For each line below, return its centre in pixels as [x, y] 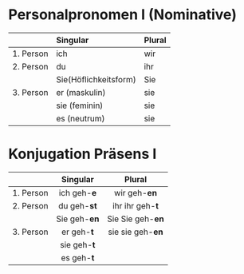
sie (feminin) [79, 105]
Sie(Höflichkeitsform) [96, 79]
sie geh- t [77, 244]
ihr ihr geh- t [136, 205]
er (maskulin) [81, 92]
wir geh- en [136, 193]
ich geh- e [78, 193]
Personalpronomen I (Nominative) [122, 15]
